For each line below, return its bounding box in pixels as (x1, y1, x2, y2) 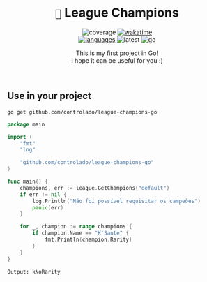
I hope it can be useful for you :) (70, 56, 164, 64)
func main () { (7, 178, 49, 185)
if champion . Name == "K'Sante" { (32, 230, 130, 237)
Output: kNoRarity (7, 268, 61, 275)
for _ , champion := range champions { (20, 223, 132, 230)
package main (7, 121, 45, 128)
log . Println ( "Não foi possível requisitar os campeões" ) (32, 198, 201, 205)
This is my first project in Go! (75, 49, 159, 57)
